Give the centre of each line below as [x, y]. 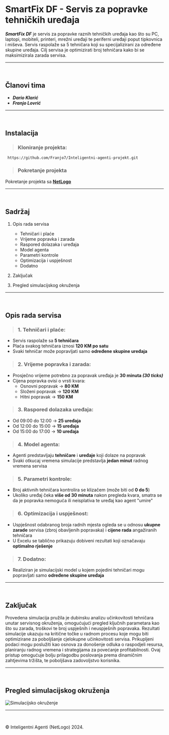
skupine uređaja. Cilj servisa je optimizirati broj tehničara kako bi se [75, 50]
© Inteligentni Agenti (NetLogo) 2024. [45, 727]
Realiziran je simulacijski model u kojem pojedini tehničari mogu [78, 570]
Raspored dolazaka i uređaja [50, 244]
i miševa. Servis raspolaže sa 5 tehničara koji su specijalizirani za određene [83, 44]
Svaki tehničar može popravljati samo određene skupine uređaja [80, 351]
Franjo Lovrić [27, 103]
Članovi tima [25, 86]
